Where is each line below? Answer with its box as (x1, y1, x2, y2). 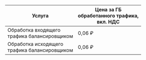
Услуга (32, 12, 49, 19)
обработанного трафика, (77, 12, 139, 19)
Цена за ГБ (94, 6, 122, 13)
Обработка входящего (7, 27, 61, 33)
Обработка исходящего (7, 41, 64, 47)
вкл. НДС (96, 19, 120, 25)
